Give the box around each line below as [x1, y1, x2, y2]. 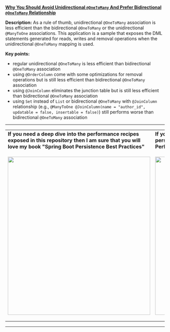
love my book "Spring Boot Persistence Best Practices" [8, 143, 145, 150]
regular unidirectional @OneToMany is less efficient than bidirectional [12, 61, 151, 66]
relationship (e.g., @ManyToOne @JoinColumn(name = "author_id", [12, 104, 146, 109]
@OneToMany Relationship [5, 10, 56, 16]
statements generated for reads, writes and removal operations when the [5, 35, 158, 41]
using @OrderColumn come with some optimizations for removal [12, 71, 143, 77]
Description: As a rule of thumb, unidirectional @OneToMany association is [5, 20, 156, 25]
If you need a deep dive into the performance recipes [8, 131, 139, 137]
